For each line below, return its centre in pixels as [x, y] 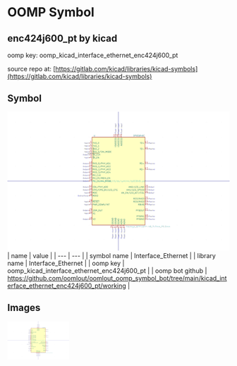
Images [24, 308]
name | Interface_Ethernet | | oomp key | [66, 263]
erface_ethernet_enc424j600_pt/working [67, 286]
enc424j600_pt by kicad [62, 38]
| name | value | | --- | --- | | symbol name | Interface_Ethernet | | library [112, 255]
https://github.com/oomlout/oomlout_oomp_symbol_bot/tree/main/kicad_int [117, 278]
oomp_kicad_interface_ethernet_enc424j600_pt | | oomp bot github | [107, 270]
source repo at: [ [31, 69]
